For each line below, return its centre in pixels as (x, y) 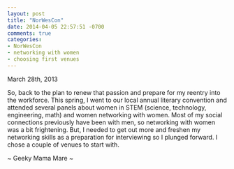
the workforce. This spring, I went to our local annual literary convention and (117, 100)
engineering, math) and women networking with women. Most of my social (115, 115)
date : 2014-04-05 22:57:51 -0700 (56, 27)
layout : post (26, 14)
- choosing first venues (43, 59)
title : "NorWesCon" (36, 20)
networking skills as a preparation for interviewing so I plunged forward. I (112, 137)
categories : (24, 40)
